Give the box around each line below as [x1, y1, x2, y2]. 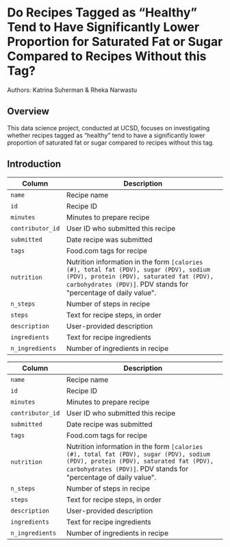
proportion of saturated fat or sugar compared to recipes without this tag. [7, 138, 214, 147]
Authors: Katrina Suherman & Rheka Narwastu [7, 86, 138, 94]
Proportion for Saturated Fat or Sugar [7, 34, 223, 49]
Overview [7, 106, 50, 117]
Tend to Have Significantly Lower [7, 19, 200, 35]
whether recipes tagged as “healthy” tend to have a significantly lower [7, 131, 205, 139]
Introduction [7, 158, 62, 170]
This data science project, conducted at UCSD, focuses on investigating [7, 123, 210, 132]
